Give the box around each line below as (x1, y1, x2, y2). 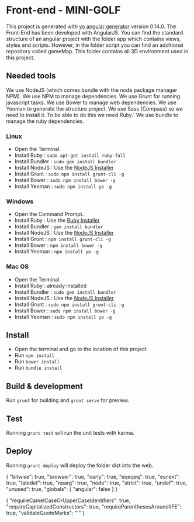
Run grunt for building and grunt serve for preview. (6, 397, 130, 404)
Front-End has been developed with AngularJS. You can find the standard (6, 29, 183, 36)
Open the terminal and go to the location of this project (14, 346, 147, 353)
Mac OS (6, 263, 29, 271)
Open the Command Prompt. (14, 211, 84, 218)
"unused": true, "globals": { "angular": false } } (6, 485, 118, 492)
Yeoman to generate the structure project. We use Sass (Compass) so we (6, 105, 183, 112)
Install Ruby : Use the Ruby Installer (14, 217, 101, 224)
